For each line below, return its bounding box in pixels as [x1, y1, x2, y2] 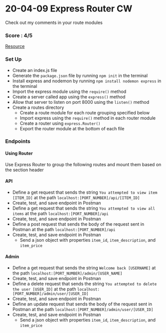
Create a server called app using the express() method [12, 93, 126, 100]
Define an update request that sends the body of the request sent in [12, 301, 152, 307]
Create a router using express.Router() [19, 120, 101, 126]
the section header [5, 167, 44, 173]
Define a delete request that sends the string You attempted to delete [12, 281, 157, 287]
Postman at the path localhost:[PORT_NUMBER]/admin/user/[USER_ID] [12, 307, 154, 313]
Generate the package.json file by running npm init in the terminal [12, 72, 148, 78]
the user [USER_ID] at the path [12, 286, 76, 292]
